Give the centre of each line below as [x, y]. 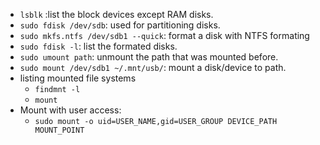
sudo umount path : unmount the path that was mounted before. [149, 57]
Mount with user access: [70, 110]
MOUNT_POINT [59, 130]
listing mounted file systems [78, 78]
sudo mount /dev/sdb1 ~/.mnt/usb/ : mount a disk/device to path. [153, 67]
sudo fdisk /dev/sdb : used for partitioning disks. [120, 25]
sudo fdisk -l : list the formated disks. [98, 46]
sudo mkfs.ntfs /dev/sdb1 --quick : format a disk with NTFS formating [164, 35]
